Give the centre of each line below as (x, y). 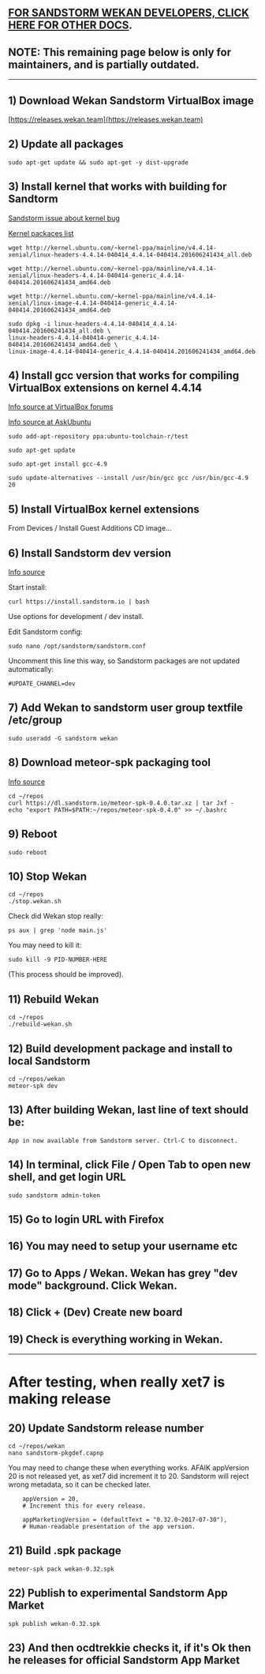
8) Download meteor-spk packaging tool (110, 762)
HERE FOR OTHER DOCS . (70, 26)
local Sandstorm (49, 1061)
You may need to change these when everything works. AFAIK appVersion (129, 1467)
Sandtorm (33, 199)
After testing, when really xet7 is (117, 1382)
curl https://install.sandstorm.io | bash (79, 602)
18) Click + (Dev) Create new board (95, 1313)
